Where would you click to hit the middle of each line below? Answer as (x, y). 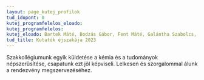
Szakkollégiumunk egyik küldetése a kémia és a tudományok (82, 57)
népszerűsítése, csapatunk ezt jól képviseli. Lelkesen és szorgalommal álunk (102, 64)
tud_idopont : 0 (25, 18)
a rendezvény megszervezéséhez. (49, 70)
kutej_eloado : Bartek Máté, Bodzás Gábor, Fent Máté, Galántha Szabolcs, (102, 35)
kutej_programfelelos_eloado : (45, 23)
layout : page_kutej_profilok (43, 12)
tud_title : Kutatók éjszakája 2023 (51, 40)
